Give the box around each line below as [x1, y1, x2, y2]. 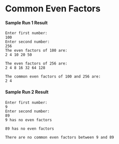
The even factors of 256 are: [5, 61, 68, 66]
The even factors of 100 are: [5, 48, 68, 53]
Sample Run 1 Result [5, 19, 48, 25]
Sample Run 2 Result [5, 89, 49, 95]
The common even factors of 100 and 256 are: [5, 74, 101, 79]
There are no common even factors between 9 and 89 [5, 135, 114, 140]
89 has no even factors [5, 126, 55, 131]
